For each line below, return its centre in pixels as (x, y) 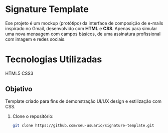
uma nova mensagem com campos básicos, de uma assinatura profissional (83, 34)
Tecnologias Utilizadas (54, 59)
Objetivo (19, 89)
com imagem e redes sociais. (36, 39)
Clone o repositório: (33, 116)
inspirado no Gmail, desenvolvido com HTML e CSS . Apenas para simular (81, 28)
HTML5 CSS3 (19, 73)
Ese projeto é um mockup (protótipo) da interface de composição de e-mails (84, 23)
